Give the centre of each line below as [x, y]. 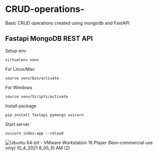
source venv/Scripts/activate [37, 96]
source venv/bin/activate [32, 78]
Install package [21, 106]
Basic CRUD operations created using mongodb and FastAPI [67, 23]
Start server [17, 124]
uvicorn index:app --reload [34, 133]
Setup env [16, 50]
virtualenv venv [22, 60]
